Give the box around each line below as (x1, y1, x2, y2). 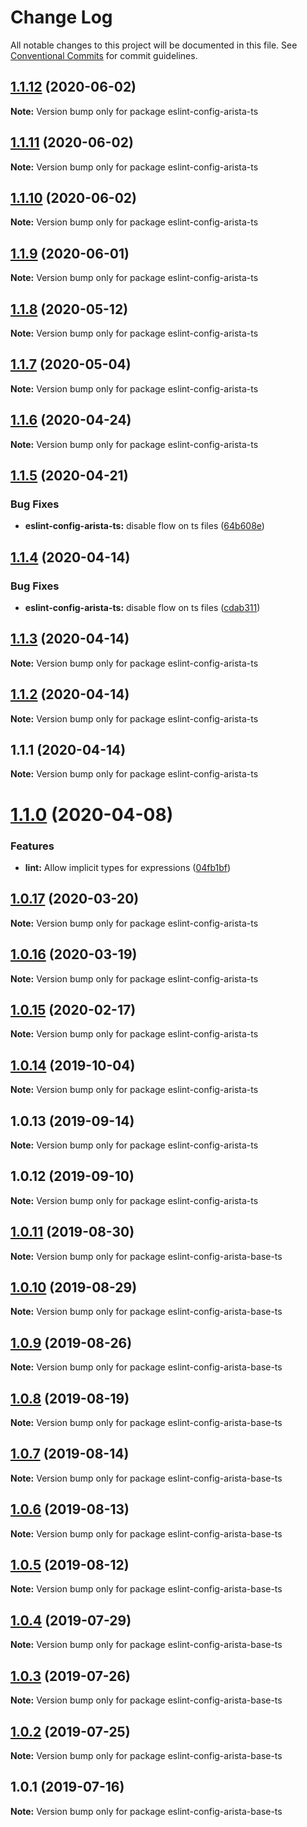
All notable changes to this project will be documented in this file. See (10, 39, 298, 51)
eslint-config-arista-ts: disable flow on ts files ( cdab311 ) (24, 602, 261, 613)
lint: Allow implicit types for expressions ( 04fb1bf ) (24, 861, 232, 873)
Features (10, 839, 55, 853)
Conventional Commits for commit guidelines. (10, 49, 198, 61)
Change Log (10, 6, 113, 29)
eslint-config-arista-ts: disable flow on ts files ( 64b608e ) (24, 520, 265, 532)
